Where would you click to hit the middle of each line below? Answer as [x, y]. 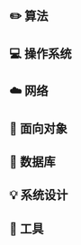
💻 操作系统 [40, 54]
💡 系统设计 [39, 195]
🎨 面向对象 [38, 128]
